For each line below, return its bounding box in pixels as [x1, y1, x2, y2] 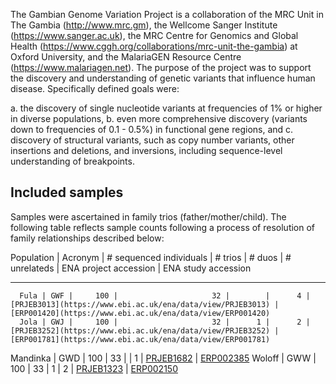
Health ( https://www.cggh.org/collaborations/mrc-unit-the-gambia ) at [10, 40, 298, 52]
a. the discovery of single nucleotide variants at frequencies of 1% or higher [10, 102, 323, 114]
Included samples [10, 184, 124, 201]
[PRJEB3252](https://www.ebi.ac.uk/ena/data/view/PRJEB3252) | [10, 325, 280, 336]
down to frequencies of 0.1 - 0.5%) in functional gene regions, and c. [10, 124, 294, 135]
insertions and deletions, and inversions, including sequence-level [10, 145, 283, 156]
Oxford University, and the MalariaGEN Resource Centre [10, 51, 242, 63]
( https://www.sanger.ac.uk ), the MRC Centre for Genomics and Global [10, 30, 299, 41]
